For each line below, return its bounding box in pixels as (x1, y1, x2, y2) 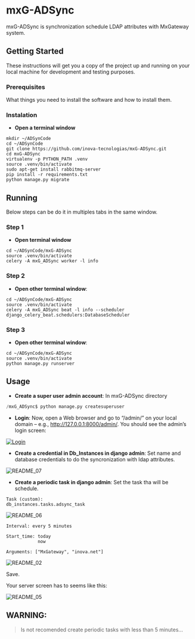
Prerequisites (6, 83, 45, 91)
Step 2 (6, 272, 25, 280)
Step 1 (6, 223, 24, 231)
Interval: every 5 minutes (6, 523, 72, 529)
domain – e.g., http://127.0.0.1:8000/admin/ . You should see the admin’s (14, 420, 187, 427)
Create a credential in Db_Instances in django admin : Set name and (14, 450, 181, 457)
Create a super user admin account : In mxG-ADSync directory (14, 392, 167, 399)
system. (6, 29, 25, 36)
